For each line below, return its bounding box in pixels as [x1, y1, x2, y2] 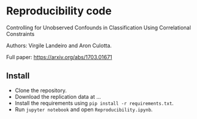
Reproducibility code [6, 4, 112, 18]
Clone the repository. [14, 87, 67, 94]
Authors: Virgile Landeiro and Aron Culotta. [6, 42, 112, 49]
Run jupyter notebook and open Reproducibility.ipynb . [14, 106, 153, 113]
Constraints [6, 30, 35, 37]
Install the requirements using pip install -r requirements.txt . [14, 99, 174, 106]
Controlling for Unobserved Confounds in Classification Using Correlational [6, 24, 191, 31]
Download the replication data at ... [14, 93, 101, 100]
